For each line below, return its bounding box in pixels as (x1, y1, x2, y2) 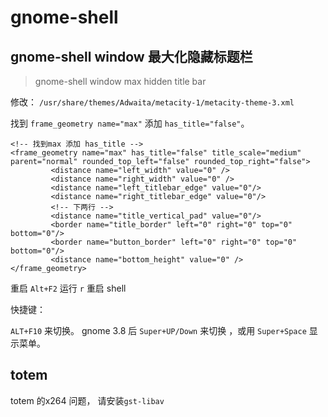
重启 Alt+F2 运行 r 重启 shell (10, 282, 127, 294)
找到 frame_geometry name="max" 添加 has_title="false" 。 (10, 117, 250, 129)
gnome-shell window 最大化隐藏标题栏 (10, 48, 253, 65)
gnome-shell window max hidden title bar (34, 76, 207, 87)
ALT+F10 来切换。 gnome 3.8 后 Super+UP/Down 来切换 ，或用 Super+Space (10, 325, 307, 336)
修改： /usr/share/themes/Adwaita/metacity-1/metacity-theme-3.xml (10, 96, 295, 108)
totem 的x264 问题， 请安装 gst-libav (10, 394, 165, 406)
